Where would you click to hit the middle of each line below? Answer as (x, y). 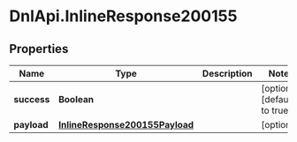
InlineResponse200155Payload (126, 125)
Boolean (76, 99)
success (32, 99)
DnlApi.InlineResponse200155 (123, 16)
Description (228, 74)
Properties (39, 49)
